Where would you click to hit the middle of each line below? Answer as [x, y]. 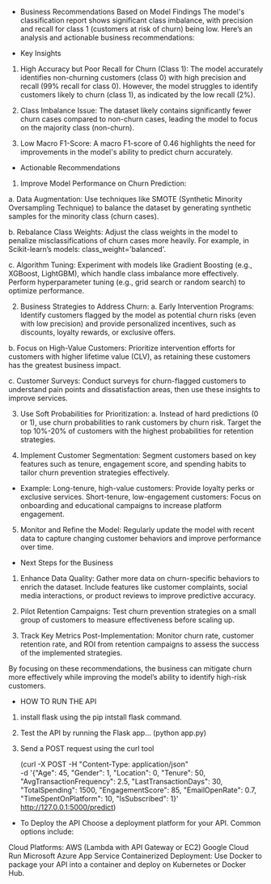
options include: [47, 831]
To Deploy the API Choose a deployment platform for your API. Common [140, 823]
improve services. [38, 398]
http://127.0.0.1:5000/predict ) [68, 807]
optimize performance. [47, 290]
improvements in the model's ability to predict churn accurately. [126, 152]
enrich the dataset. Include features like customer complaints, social [134, 587]
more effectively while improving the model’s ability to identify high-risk [127, 677]
